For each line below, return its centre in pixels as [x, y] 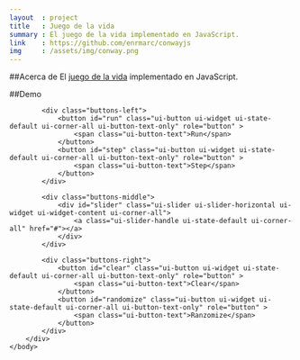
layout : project [44, 18]
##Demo [26, 94]
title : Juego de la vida [62, 26]
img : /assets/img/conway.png [74, 51]
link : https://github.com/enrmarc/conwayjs [100, 43]
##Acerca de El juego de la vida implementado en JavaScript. [124, 76]
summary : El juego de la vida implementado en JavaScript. [125, 34]
